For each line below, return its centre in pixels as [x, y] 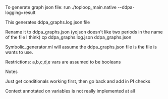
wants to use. [19, 52]
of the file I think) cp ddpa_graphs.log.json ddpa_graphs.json [68, 37]
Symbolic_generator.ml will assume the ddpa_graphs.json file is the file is [81, 47]
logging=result [20, 12]
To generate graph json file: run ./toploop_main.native [61, 7]
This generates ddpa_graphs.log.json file [48, 22]
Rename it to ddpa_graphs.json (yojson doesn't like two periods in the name [84, 32]
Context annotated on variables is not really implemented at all [70, 91]
